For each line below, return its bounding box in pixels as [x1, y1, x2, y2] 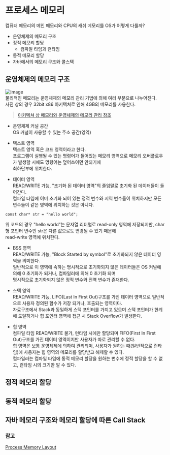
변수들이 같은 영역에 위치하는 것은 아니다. [12, 201, 94, 207]
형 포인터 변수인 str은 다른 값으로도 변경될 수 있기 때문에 [5, 227, 116, 234]
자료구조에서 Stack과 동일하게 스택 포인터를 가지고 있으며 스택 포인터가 [12, 306, 153, 313]
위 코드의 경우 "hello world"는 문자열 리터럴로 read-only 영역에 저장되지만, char [5, 221, 165, 227]
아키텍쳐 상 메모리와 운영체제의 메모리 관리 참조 [17, 112, 112, 118]
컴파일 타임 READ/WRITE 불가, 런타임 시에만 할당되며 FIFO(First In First [12, 330, 156, 336]
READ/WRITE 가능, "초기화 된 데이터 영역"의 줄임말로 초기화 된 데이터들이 [12, 183, 159, 189]
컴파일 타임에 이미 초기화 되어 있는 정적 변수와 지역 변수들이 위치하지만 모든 [12, 195, 162, 201]
